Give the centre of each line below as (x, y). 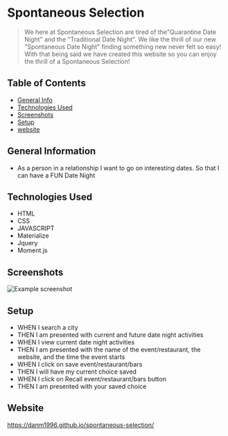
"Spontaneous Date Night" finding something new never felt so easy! (123, 46)
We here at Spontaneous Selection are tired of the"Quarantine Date (120, 32)
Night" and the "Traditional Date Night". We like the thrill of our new (120, 39)
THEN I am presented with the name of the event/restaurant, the (109, 349)
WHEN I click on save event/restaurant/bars (80, 364)
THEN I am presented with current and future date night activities (110, 335)
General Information (52, 151)
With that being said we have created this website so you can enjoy (120, 54)
